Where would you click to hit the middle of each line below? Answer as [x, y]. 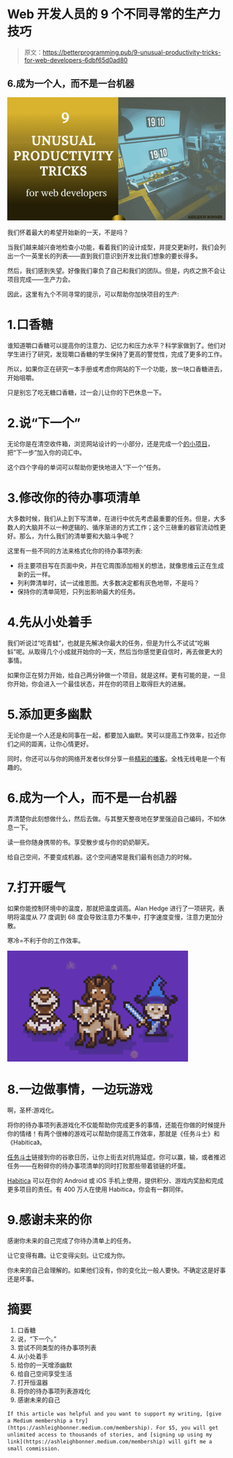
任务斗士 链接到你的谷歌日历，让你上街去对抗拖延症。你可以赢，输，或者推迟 [116, 1157]
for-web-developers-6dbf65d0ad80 [76, 60]
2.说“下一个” [44, 423]
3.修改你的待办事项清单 [74, 498]
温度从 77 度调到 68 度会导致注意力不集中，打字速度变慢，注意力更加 [118, 917]
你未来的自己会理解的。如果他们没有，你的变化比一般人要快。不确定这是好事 [116, 1270]
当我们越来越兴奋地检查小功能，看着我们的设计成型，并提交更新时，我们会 [113, 247]
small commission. [34, 1448]
